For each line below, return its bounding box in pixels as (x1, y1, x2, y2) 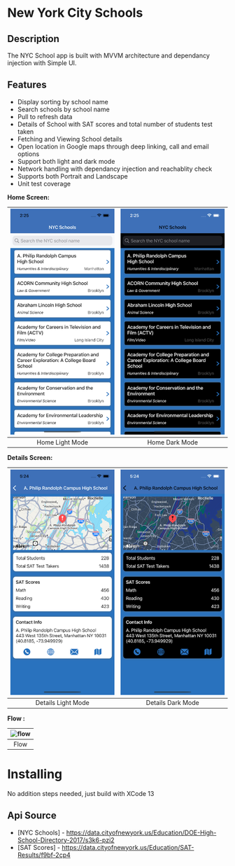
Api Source (7, 810, 57, 822)
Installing (7, 767, 63, 782)
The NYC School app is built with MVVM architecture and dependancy (7, 51, 210, 60)
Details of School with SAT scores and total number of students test (17, 120, 213, 128)
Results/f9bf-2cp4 (17, 851, 71, 859)
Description (7, 33, 59, 45)
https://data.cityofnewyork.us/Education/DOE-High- (66, 828, 217, 837)
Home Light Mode (36, 438, 89, 446)
